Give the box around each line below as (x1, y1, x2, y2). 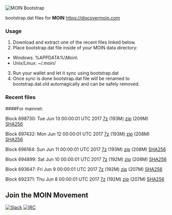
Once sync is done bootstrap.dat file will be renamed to (12, 75, 130, 82)
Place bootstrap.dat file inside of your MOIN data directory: (12, 45, 138, 51)
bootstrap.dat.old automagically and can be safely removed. (12, 81, 140, 87)
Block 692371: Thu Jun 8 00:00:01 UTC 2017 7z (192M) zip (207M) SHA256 (5, 176, 165, 182)
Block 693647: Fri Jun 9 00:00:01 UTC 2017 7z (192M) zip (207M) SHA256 (5, 166, 163, 172)
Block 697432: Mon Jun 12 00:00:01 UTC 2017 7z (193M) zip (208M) (5, 131, 150, 137)
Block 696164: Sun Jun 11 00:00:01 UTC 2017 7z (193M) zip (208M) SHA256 (5, 146, 166, 152)
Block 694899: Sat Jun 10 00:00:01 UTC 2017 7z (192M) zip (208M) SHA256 (5, 156, 167, 162)
